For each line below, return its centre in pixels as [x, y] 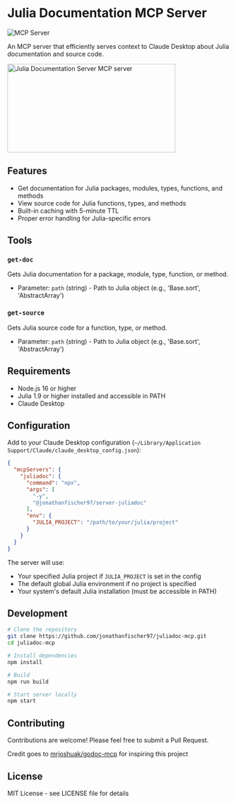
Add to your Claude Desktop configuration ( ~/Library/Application [104, 443]
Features [27, 171]
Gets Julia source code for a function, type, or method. [87, 327]
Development [38, 613]
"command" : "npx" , [53, 483]
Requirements [39, 371]
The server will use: [36, 562]
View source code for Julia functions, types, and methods [102, 203]
